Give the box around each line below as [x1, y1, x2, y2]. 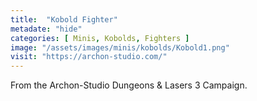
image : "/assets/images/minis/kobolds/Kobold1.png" [10, 42, 230, 53]
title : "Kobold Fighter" [10, 14, 118, 25]
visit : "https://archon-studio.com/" [10, 52, 168, 62]
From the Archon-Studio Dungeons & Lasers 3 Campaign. [10, 79, 248, 91]
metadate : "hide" [10, 24, 83, 34]
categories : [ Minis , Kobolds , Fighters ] [10, 33, 190, 43]
